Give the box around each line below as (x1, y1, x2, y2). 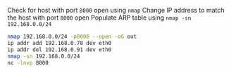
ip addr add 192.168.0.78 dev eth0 (7, 39, 112, 46)
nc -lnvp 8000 (7, 59, 49, 66)
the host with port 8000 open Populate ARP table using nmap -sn (7, 13, 192, 22)
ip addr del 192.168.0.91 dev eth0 (7, 46, 112, 53)
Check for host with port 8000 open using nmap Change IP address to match (7, 6, 225, 14)
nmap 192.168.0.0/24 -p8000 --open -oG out (7, 33, 137, 40)
